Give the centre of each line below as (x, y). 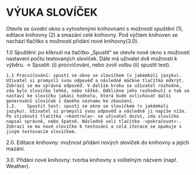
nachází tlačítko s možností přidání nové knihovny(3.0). (73, 41)
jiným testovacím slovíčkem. (42, 131)
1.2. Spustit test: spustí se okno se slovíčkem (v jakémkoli (87, 106)
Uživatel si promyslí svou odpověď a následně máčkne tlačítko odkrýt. (95, 80)
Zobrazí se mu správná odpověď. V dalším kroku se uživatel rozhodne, (94, 85)
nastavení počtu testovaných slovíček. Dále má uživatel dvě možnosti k (92, 58)
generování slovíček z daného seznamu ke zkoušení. (70, 101)
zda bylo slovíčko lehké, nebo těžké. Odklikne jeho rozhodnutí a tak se (98, 90)
